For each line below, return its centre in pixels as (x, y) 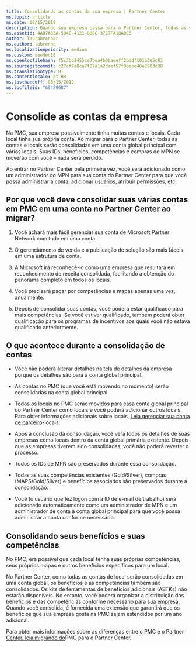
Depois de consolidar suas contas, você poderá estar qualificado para (99, 308)
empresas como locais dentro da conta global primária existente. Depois (101, 440)
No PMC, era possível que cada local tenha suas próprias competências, (93, 559)
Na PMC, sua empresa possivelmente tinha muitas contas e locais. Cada (93, 133)
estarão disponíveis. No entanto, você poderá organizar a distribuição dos (95, 596)
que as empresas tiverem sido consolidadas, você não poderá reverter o (101, 446)
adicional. (18, 620)
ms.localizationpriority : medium (47, 50)
